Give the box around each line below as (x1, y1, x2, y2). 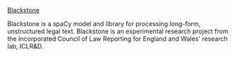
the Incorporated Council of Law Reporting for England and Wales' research (7, 34, 228, 43)
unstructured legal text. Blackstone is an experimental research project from (7, 27, 229, 35)
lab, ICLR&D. (7, 42, 44, 50)
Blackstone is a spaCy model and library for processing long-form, (7, 20, 201, 27)
